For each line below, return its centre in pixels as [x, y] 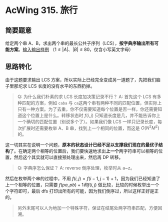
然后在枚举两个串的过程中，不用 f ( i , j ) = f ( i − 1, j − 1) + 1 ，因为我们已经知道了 [83, 178]
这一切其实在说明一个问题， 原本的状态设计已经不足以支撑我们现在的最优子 [82, 145]
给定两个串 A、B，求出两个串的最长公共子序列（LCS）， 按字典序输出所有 [80, 43]
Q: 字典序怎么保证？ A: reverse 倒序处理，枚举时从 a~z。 [76, 168]
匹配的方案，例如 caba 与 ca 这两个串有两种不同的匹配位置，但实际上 [92, 102]
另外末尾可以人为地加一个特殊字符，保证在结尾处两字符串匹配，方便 [87, 208]
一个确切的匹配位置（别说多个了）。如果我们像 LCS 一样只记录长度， [87, 121]
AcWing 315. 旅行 [41, 10]
